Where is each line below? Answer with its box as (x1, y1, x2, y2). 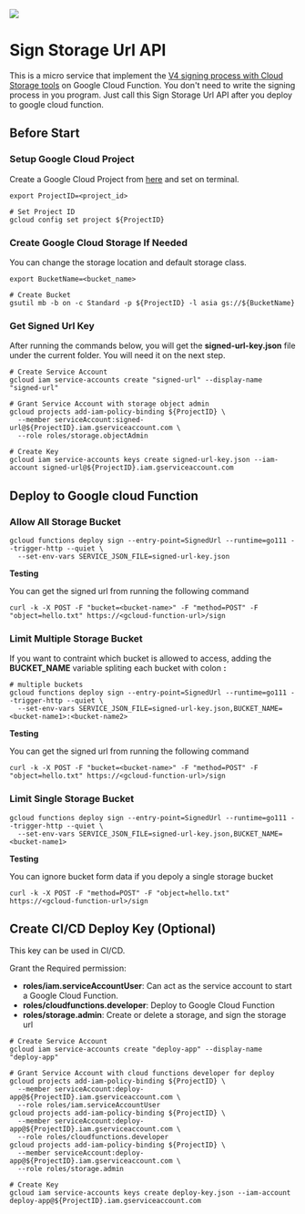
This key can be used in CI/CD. (9, 945, 126, 956)
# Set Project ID (9, 207, 76, 216)
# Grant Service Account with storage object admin (9, 399, 209, 409)
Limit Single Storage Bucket (9, 793, 135, 806)
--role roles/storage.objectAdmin (17, 431, 148, 441)
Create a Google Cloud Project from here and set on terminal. (9, 173, 239, 184)
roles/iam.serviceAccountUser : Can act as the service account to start (22, 981, 293, 992)
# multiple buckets (9, 680, 84, 690)
